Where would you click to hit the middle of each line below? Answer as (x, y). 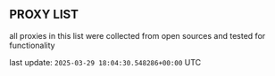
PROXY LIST (44, 15)
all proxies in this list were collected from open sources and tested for (137, 35)
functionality (32, 45)
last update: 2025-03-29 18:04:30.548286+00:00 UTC (105, 62)
